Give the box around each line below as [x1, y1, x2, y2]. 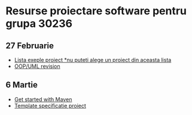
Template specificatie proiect [14, 102, 86, 109]
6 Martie [5, 80, 38, 90]
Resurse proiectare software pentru [5, 4, 187, 18]
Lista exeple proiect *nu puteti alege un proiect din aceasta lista [14, 57, 172, 63]
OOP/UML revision [14, 63, 60, 70]
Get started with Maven [14, 95, 72, 102]
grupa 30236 [5, 17, 73, 30]
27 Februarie [5, 41, 54, 51]
